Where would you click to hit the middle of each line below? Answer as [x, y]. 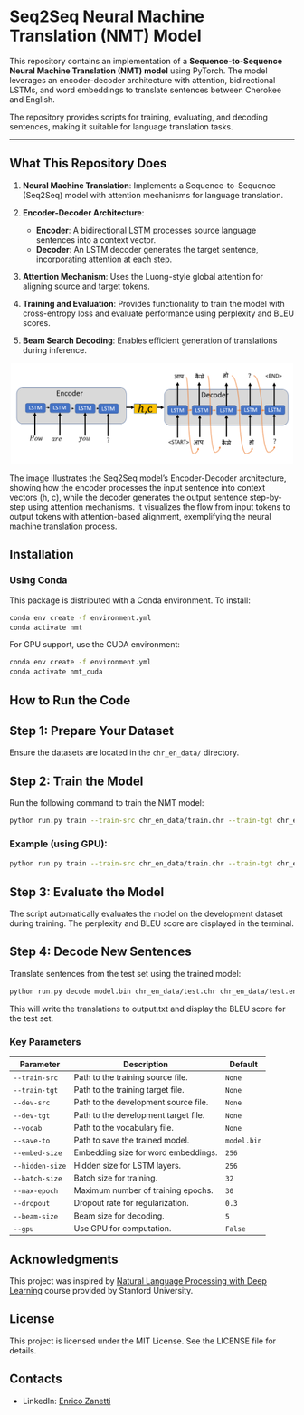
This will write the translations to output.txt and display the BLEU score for [148, 1009]
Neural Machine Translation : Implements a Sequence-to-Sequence [149, 185]
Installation [42, 555]
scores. [37, 322]
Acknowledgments [64, 1259]
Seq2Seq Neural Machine [107, 17]
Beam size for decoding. [119, 1216]
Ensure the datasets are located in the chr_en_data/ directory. [124, 752]
